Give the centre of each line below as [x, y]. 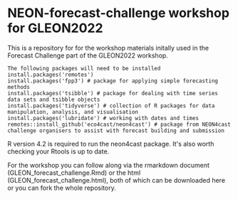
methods [19, 87]
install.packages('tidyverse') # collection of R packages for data [111, 106]
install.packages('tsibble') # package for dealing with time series [113, 93]
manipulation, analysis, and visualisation [73, 112]
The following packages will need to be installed [84, 68]
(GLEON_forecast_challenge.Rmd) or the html [74, 173]
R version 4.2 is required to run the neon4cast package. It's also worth [111, 144]
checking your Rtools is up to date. [58, 151]
